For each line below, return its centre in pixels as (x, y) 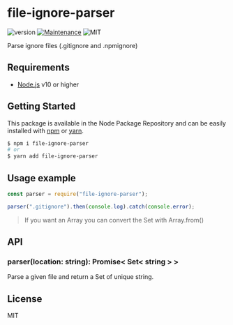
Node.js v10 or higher (48, 84)
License (25, 299)
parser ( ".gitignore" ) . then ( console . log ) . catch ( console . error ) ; (101, 206)
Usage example (42, 178)
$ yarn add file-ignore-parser (53, 156)
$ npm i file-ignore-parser (48, 143)
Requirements (38, 68)
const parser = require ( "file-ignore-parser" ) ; (78, 194)
